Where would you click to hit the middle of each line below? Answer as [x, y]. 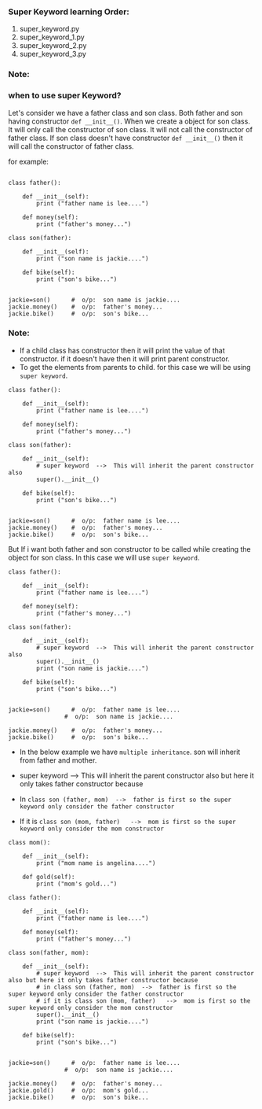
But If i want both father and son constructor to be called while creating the [129, 549]
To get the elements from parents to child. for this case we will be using [135, 367]
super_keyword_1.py [52, 37]
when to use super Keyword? [65, 95]
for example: [29, 161]
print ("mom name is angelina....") [96, 863]
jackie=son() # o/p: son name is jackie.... [94, 300]
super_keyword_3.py [53, 54]
